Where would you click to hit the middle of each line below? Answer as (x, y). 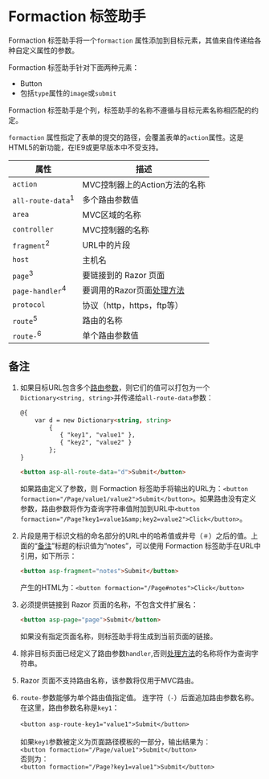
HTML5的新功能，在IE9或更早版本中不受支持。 (86, 147)
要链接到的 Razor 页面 (124, 275)
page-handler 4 (39, 289)
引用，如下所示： (48, 556)
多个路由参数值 (110, 199)
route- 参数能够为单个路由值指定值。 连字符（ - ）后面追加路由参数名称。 (139, 697)
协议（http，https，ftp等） (132, 305)
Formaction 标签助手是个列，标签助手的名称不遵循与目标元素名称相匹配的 (130, 110)
